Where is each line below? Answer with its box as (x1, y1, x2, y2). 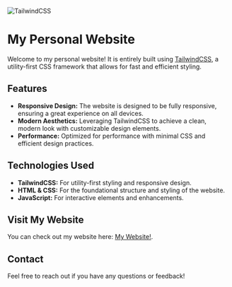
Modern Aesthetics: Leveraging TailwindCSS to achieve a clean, (17, 117, 207, 125)
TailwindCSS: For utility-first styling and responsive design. (17, 178, 192, 187)
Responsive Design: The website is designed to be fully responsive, (17, 101, 217, 110)
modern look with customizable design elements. (17, 124, 161, 132)
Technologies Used (7, 160, 94, 172)
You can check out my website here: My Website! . (7, 233, 153, 241)
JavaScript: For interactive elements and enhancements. (17, 193, 184, 201)
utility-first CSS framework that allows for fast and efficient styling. (7, 62, 202, 71)
